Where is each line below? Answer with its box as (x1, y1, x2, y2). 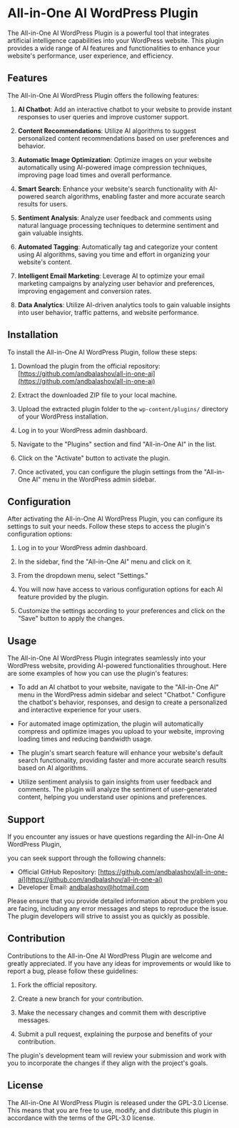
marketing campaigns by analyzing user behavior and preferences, (17, 279, 215, 287)
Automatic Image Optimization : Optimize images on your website (17, 155, 213, 164)
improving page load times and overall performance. (17, 170, 173, 179)
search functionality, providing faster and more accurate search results (17, 756, 227, 765)
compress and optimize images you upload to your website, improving (17, 727, 225, 736)
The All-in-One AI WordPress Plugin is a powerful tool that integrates (7, 29, 210, 37)
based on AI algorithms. (17, 764, 88, 772)
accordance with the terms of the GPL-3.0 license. (7, 1113, 156, 1122)
